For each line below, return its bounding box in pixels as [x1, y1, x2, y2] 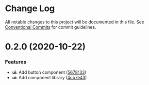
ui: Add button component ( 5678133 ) [12, 69, 86, 75]
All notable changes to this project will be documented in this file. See [5, 19, 145, 25]
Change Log [5, 3, 55, 14]
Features [5, 59, 27, 66]
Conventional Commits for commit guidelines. [5, 24, 96, 30]
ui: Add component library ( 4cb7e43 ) [12, 75, 87, 81]
